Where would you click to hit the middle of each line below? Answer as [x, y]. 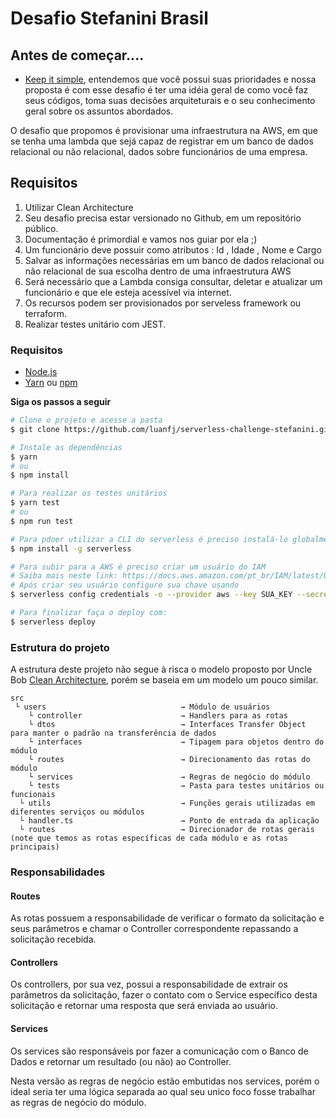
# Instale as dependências [66, 447]
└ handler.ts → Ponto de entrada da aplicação [169, 821]
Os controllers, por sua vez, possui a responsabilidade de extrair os [149, 984]
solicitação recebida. [53, 939]
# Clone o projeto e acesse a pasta [86, 420]
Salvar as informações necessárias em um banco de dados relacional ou [174, 260]
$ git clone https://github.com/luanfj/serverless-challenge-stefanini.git [171, 429]
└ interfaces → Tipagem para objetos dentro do [176, 742]
